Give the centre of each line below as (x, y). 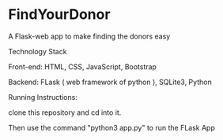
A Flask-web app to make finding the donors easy (89, 36)
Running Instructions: (43, 97)
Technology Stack (38, 51)
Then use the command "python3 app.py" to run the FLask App (111, 127)
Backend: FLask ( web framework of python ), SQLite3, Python (110, 82)
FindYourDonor (59, 15)
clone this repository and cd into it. (65, 112)
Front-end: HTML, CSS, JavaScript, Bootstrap (82, 66)
